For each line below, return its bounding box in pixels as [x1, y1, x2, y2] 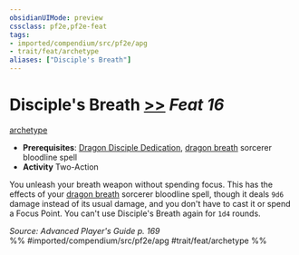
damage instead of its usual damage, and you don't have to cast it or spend [9, 198, 292, 209]
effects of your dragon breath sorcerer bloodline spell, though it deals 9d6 [9, 188, 284, 200]
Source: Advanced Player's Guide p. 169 [9, 225, 160, 236]
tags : [9, 30, 30, 39]
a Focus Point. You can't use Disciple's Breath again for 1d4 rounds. [9, 208, 261, 219]
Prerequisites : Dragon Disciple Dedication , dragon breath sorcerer [22, 142, 272, 152]
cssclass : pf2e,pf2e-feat [9, 22, 107, 31]
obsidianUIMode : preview [9, 13, 103, 23]
